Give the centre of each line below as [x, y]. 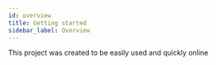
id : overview [30, 15]
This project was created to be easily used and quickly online [108, 53]
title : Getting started [48, 23]
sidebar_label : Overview [49, 30]
